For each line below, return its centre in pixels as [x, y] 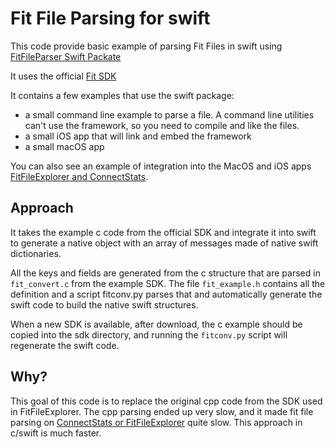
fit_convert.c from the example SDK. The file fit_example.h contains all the [168, 283]
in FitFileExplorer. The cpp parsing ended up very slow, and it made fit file [162, 411]
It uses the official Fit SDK [63, 76]
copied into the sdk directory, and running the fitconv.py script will [149, 334]
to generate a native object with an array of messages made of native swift [164, 243]
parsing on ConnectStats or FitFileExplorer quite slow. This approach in [156, 422]
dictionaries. [36, 253]
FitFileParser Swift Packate [66, 56]
